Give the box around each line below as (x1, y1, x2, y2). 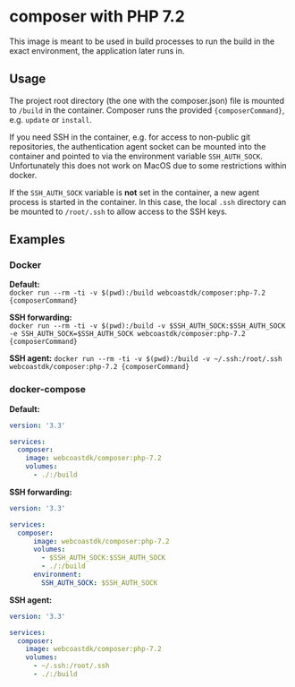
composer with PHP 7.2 (9, 6, 185, 27)
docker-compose (9, 383, 87, 396)
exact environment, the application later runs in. (9, 45, 185, 56)
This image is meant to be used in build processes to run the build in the (9, 36, 275, 47)
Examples (9, 232, 65, 247)
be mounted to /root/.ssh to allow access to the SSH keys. (9, 206, 228, 217)
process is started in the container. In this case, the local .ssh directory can (9, 196, 287, 207)
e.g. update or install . (9, 114, 92, 125)
